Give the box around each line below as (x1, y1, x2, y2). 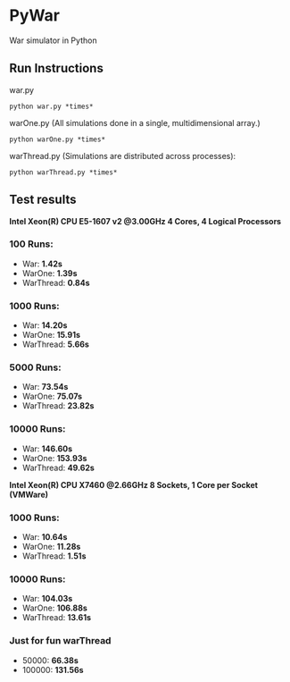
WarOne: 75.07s (21, 391, 83, 402)
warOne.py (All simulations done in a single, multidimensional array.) (9, 117, 261, 128)
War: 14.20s (21, 320, 68, 331)
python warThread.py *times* (9, 167, 118, 177)
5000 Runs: (9, 361, 62, 374)
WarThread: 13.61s (21, 612, 92, 623)
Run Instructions (9, 61, 104, 76)
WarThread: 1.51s (21, 551, 87, 561)
